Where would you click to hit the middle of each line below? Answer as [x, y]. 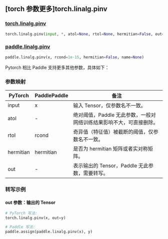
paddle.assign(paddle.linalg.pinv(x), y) [49, 231]
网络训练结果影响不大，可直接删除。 [116, 123]
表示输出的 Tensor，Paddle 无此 [111, 166]
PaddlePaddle [51, 96]
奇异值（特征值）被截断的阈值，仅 [113, 132]
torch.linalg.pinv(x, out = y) [35, 218]
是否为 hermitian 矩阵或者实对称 [111, 149]
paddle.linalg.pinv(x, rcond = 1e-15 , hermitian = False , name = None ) [74, 57]
